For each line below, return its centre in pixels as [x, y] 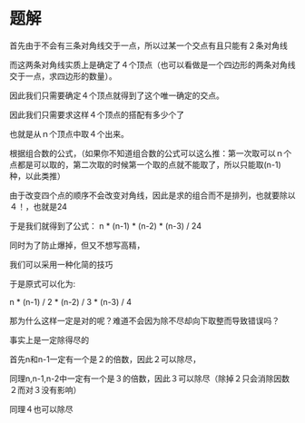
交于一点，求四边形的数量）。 [63, 76]
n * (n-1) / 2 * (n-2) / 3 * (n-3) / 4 [70, 301]
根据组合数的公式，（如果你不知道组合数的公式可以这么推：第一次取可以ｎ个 [151, 153]
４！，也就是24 [39, 206]
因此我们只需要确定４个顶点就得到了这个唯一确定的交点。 [117, 95]
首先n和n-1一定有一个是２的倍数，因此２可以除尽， [105, 359]
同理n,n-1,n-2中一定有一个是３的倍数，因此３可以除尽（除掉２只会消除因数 [150, 379]
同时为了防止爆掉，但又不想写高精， [77, 245]
